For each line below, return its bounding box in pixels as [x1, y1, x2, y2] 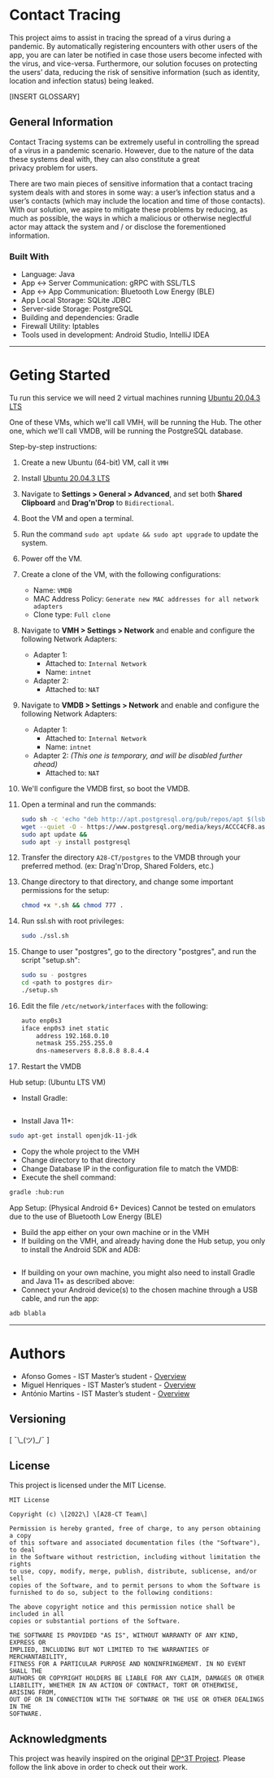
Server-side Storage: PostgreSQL [20, 304, 133, 314]
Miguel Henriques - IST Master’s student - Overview [20, 1380, 196, 1390]
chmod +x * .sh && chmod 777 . [20, 901, 124, 909]
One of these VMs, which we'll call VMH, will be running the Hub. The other [9, 417, 263, 427]
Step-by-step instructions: [9, 441, 98, 451]
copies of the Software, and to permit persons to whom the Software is [9, 1582, 261, 1590]
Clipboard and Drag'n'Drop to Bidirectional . [20, 497, 175, 507]
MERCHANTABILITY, [9, 1653, 68, 1662]
